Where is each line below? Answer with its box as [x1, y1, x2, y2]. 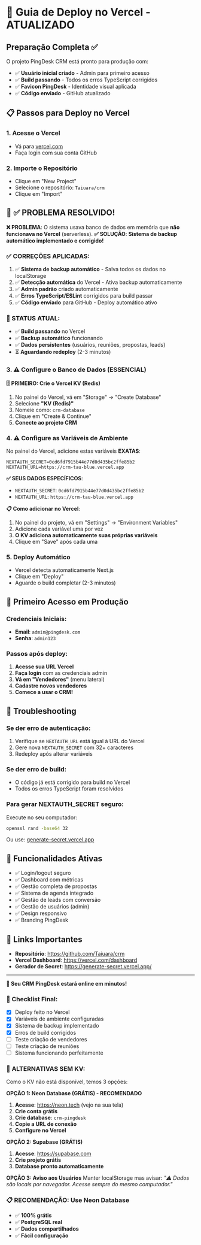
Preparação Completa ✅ [6, 42, 98, 52]
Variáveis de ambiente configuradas [14, 1015, 104, 1023]
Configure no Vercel [14, 1127, 66, 1134]
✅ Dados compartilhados [14, 1225, 79, 1232]
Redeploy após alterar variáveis [14, 750, 93, 757]
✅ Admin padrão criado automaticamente [14, 286, 118, 293]
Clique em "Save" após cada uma [14, 538, 98, 545]
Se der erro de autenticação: [6, 724, 91, 732]
